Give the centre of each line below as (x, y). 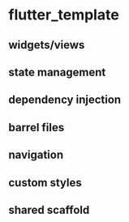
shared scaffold (49, 209)
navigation (36, 155)
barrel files (37, 127)
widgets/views (47, 45)
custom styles (45, 183)
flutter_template (64, 15)
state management (57, 72)
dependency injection (65, 100)
